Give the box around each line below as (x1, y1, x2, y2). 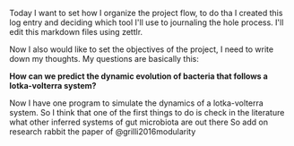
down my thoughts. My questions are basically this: (9, 54, 200, 64)
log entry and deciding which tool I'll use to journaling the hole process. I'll (9, 17, 284, 28)
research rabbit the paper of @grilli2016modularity (9, 126, 196, 137)
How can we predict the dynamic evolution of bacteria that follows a (9, 71, 269, 82)
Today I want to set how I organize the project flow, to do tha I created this (9, 8, 283, 18)
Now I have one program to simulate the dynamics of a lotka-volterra (9, 98, 264, 108)
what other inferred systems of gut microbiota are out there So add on (9, 116, 269, 127)
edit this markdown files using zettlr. (9, 27, 143, 37)
